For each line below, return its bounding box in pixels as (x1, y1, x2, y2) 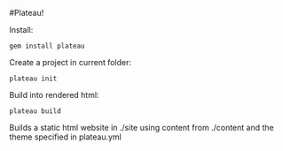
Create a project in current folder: (9, 57, 131, 67)
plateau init (9, 74, 58, 83)
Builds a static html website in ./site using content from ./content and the (9, 123, 274, 132)
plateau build (9, 107, 62, 116)
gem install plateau (9, 42, 86, 50)
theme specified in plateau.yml (9, 132, 122, 142)
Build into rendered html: (9, 90, 99, 100)
